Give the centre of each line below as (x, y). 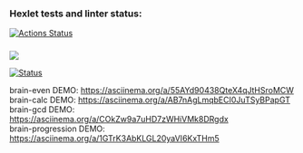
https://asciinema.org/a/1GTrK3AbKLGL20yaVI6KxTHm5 (114, 139)
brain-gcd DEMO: (42, 110)
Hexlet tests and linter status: (76, 14)
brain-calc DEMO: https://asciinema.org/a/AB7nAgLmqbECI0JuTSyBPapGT (150, 100)
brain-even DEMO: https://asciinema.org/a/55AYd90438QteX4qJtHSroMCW (152, 91)
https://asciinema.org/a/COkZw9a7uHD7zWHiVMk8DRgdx (119, 120)
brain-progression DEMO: (58, 129)
